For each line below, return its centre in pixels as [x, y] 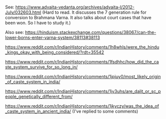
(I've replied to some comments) [105, 111]
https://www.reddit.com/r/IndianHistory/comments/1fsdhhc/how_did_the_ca [82, 62]
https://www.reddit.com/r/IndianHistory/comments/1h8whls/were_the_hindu [82, 47]
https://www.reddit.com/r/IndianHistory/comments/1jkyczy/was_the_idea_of [82, 106]
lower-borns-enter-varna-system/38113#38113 [53, 37]
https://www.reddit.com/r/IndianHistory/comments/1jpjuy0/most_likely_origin [83, 76]
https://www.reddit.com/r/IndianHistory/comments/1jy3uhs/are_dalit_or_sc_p [83, 91]
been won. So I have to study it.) [38, 23]
